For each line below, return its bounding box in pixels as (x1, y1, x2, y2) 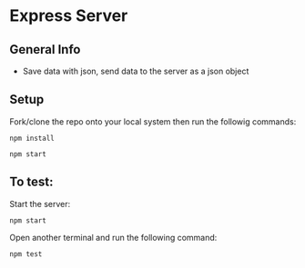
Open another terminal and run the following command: (9, 232, 218, 243)
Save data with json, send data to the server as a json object (22, 65, 249, 76)
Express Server (9, 5, 128, 26)
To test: (9, 174, 54, 190)
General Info (9, 42, 81, 57)
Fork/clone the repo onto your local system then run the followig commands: (9, 115, 297, 127)
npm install (9, 134, 55, 143)
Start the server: (9, 198, 71, 209)
